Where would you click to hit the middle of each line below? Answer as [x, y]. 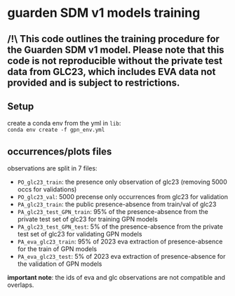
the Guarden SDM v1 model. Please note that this [116, 49]
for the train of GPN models [57, 249]
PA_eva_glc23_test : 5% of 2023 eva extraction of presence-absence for [121, 257]
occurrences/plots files [60, 151]
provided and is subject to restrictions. [94, 82]
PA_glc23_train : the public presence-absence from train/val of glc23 [117, 204]
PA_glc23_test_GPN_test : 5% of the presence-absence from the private [120, 227]
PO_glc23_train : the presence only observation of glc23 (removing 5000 [122, 182]
